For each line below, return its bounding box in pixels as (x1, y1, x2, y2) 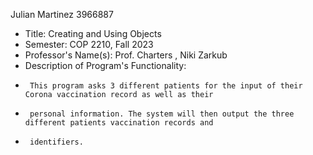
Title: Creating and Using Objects (24, 28, 162, 39)
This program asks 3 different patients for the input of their (29, 81, 303, 91)
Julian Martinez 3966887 (10, 9, 114, 20)
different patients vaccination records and (24, 118, 214, 128)
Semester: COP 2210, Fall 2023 (24, 39, 154, 50)
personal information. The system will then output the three (29, 109, 295, 119)
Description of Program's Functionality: (24, 60, 187, 71)
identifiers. (29, 137, 84, 147)
